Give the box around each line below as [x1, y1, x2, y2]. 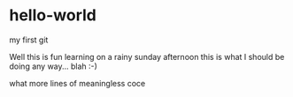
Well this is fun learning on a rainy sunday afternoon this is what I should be [9, 51, 285, 62]
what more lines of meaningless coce [9, 78, 146, 88]
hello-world [9, 5, 97, 26]
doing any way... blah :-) [9, 61, 97, 71]
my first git [9, 34, 49, 45]
